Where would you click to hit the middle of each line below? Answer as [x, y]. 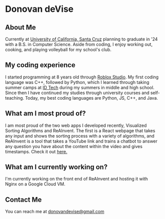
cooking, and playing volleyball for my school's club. [58, 50]
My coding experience [40, 65]
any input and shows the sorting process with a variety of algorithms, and [80, 136]
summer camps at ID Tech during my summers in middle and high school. [80, 87]
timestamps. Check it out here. [36, 151]
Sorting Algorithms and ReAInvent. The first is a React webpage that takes [80, 130]
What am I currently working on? [56, 167]
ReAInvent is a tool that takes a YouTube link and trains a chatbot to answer [81, 141]
